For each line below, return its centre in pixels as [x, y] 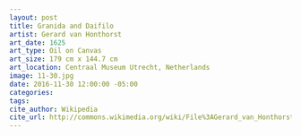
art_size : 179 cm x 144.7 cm [64, 59]
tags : [19, 101]
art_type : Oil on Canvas [56, 51]
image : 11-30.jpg [42, 76]
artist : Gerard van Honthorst [66, 34]
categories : [31, 92]
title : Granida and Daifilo [62, 26]
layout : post [34, 17]
